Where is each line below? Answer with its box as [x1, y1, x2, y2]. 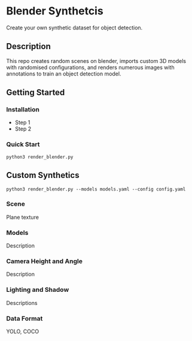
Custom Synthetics [6, 170, 80, 180]
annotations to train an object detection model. [6, 70, 121, 77]
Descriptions [6, 299, 38, 306]
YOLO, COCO [6, 328, 39, 335]
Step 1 [14, 119, 31, 126]
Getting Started [6, 87, 65, 98]
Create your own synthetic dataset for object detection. [6, 24, 143, 31]
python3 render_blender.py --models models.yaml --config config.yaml [6, 186, 186, 192]
